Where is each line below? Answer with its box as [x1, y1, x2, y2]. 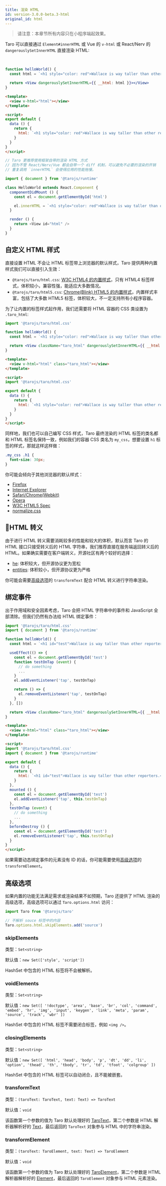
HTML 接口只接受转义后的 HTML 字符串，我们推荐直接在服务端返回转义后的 [5, 543, 159, 549]
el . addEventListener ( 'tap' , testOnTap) [14, 678, 96, 683]
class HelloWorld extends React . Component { [5, 185, 98, 190]
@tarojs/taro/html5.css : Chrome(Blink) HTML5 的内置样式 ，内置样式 [12, 289, 154, 295]
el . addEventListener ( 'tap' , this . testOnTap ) [14, 796, 107, 801]
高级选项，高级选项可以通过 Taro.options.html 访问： [5, 899, 115, 905]
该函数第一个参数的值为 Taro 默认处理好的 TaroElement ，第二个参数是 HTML [5, 1169, 161, 1175]
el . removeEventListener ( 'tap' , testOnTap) [18, 692, 107, 697]
